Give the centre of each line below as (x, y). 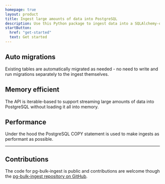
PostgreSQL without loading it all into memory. (52, 107)
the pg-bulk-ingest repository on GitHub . (46, 176)
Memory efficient (32, 90)
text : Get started (28, 37)
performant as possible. (29, 139)
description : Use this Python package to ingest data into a (69, 23)
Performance (26, 122)
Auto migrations (30, 57)
